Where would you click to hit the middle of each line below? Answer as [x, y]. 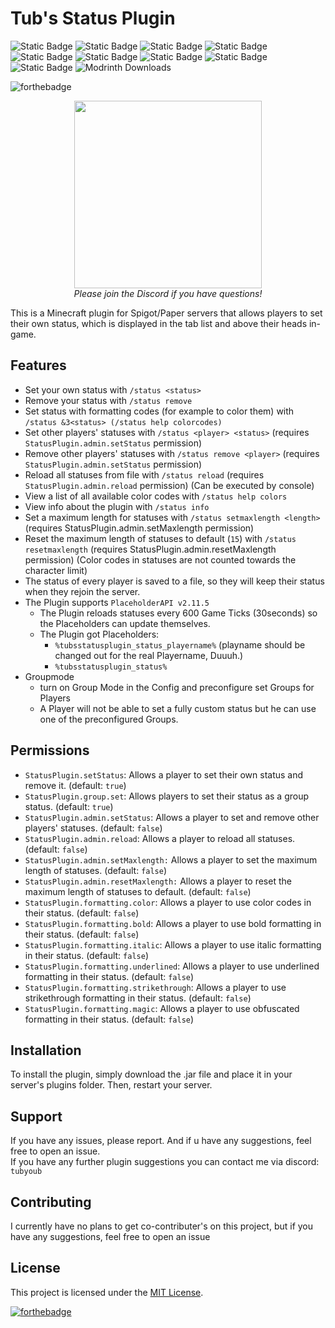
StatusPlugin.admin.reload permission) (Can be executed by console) [169, 485]
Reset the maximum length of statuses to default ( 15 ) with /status [160, 538]
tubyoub [26, 1172]
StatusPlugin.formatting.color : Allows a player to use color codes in [168, 902]
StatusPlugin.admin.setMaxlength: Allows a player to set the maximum [171, 859]
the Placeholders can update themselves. [125, 623]
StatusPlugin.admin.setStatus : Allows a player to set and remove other [172, 817]
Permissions [50, 750]
